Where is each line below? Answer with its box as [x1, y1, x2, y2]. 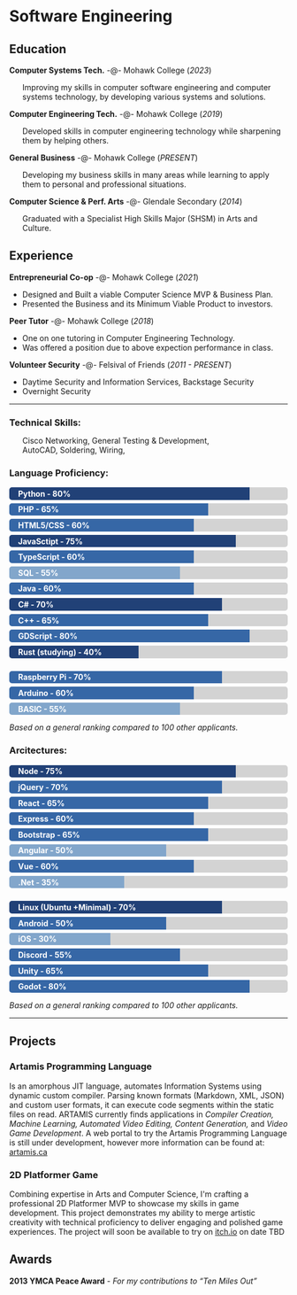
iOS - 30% [18, 934, 57, 944]
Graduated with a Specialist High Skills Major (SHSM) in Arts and [21, 213, 258, 223]
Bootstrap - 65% [18, 829, 81, 840]
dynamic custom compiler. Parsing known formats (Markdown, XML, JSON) [9, 1090, 285, 1100]
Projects [9, 1034, 57, 1049]
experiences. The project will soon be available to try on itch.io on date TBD [9, 1226, 286, 1237]
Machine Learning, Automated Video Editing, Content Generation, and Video [9, 1118, 288, 1128]
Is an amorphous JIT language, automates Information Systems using [9, 1081, 263, 1091]
